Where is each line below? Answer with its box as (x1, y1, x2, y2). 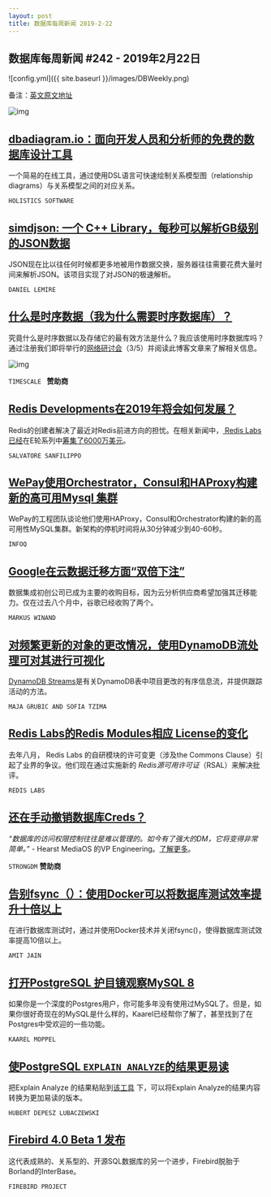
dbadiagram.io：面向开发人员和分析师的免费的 (8, 132, 244, 146)
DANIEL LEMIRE (8, 285, 57, 293)
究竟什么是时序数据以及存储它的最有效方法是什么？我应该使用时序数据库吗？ (8, 332, 265, 342)
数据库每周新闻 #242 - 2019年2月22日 (8, 51, 201, 65)
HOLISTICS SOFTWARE (8, 197, 75, 206)
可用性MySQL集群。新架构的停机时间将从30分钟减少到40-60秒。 (8, 524, 227, 534)
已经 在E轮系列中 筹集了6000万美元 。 (8, 436, 131, 445)
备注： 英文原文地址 (8, 90, 73, 100)
